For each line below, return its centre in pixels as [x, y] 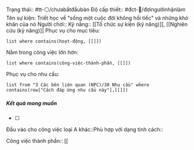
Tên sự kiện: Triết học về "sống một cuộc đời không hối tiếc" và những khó [97, 18]
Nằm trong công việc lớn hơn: [42, 52]
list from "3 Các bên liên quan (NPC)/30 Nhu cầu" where [78, 85]
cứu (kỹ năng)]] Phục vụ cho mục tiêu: [53, 30]
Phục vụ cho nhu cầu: [33, 74]
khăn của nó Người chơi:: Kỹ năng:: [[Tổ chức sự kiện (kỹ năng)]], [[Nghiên [97, 24]
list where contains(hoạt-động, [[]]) [54, 41]
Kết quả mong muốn [32, 103]
